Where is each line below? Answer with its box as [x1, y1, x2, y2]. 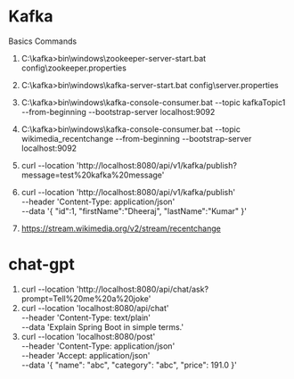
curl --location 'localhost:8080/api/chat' [20, 302, 169, 313]
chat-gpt [8, 254, 75, 275]
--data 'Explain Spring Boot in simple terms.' [20, 321, 184, 332]
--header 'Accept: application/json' [20, 350, 151, 360]
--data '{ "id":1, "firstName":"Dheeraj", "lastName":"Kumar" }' [20, 205, 247, 216]
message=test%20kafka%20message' [20, 169, 165, 180]
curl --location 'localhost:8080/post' [20, 331, 156, 342]
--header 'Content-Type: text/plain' [20, 312, 151, 323]
